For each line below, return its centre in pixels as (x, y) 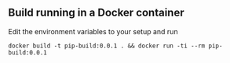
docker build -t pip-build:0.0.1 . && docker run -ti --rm (107, 46)
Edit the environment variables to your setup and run (93, 31)
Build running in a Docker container (96, 13)
